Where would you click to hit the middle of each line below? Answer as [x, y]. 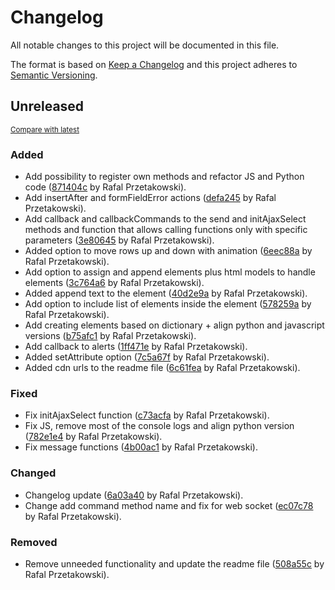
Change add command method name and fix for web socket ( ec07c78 [169, 505]
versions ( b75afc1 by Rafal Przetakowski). [110, 336]
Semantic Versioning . [54, 75]
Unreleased [47, 106]
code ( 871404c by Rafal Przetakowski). [105, 187]
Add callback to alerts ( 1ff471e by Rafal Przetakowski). [136, 347]
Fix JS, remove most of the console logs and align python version [159, 426]
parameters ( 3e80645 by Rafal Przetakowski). [119, 240]
